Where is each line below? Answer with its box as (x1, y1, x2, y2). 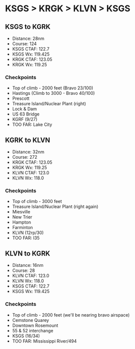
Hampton (12, 219, 31, 225)
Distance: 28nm (12, 35, 45, 41)
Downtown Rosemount (12, 322, 58, 328)
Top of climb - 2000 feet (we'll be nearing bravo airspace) (12, 312, 130, 318)
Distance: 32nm (12, 149, 45, 155)
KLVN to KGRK (5, 249, 51, 258)
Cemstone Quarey (12, 317, 49, 323)
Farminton (12, 225, 33, 231)
